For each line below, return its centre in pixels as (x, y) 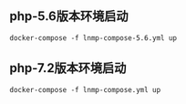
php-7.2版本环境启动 (68, 68)
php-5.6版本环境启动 (69, 16)
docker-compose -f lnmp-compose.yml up (85, 89)
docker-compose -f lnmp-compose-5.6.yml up (93, 38)
